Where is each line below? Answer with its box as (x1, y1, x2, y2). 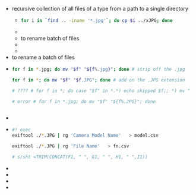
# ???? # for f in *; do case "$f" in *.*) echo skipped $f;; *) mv (11, 87, 185, 94)
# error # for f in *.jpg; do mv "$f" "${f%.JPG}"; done (11, 98, 156, 105)
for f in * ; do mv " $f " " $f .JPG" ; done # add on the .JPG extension (11, 77, 185, 83)
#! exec (11, 127, 31, 133)
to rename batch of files (20, 34, 80, 42)
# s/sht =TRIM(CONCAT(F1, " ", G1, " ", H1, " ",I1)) (11, 154, 148, 160)
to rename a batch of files (11, 54, 75, 61)
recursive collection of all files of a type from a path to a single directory (11, 5, 189, 12)
